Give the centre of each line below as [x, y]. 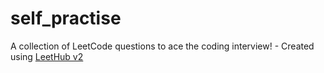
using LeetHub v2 [47, 56]
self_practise [66, 18]
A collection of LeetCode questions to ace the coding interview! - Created [162, 46]
